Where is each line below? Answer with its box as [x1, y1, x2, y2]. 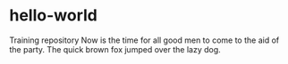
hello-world [9, 5, 98, 26]
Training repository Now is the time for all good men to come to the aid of [9, 35, 280, 45]
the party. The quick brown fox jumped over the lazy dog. [9, 44, 221, 54]
